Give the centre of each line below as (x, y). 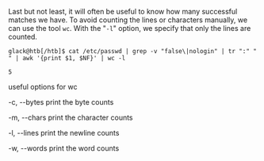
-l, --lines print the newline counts (64, 133)
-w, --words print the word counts (64, 148)
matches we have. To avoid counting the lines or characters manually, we (128, 20)
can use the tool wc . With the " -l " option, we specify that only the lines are (130, 28)
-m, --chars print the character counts (71, 117)
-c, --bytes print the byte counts (61, 102)
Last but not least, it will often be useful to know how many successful (123, 11)
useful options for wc (43, 87)
